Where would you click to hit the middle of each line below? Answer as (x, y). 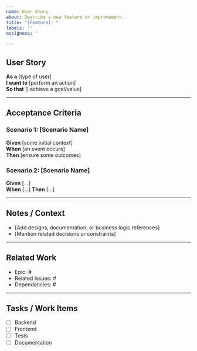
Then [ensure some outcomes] (43, 155)
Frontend (26, 329)
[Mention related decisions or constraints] (65, 233)
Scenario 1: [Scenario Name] (47, 130)
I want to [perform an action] (41, 82)
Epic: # (23, 272)
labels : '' (19, 28)
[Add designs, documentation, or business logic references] (87, 228)
